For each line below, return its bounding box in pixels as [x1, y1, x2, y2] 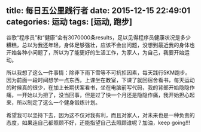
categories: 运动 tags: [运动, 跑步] [6, 17, 133, 27]
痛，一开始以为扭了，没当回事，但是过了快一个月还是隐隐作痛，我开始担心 [6, 91, 190, 99]
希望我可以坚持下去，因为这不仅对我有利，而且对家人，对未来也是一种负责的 [6, 111, 195, 118]
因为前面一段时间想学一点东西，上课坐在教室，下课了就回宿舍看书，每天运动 [6, 76, 195, 84]
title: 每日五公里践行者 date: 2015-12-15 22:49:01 [6, 5, 190, 16]
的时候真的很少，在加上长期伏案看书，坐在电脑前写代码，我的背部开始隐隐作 [6, 84, 195, 91]
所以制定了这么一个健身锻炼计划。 [16, 99, 100, 106]
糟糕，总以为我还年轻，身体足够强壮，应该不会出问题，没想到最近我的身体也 [6, 41, 195, 48]
